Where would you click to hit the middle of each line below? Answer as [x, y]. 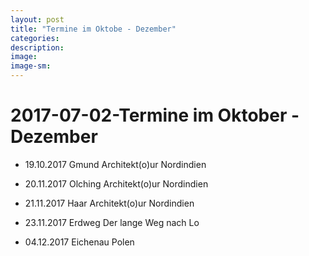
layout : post [37, 19]
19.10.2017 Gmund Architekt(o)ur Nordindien [115, 164]
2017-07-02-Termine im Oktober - [155, 115]
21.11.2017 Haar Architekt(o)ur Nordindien [109, 203]
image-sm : [31, 66]
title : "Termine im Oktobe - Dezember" [93, 29]
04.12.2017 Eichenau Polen [79, 242]
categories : [35, 38]
